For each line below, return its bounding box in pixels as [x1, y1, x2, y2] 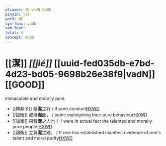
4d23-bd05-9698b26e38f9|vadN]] [5, 69, 156, 80]
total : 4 [5, 30, 23, 35]
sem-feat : [5, 26, 26, 31]
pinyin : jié [5, 12, 30, 17]
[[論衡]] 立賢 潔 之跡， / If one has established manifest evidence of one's [12, 129, 161, 135]
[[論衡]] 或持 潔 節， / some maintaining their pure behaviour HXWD [12, 112, 148, 118]
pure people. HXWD [12, 123, 52, 129]
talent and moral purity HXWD [12, 135, 73, 141]
